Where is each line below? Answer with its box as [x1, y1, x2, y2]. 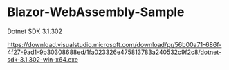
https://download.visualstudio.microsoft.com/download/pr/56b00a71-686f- [7, 40, 222, 49]
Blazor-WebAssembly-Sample [7, 4, 185, 20]
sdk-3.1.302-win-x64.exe [7, 55, 78, 63]
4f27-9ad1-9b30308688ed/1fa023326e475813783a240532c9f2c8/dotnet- [7, 48, 222, 56]
